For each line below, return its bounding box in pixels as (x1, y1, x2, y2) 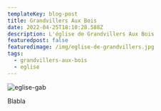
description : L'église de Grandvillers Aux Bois (7, 30, 155, 38)
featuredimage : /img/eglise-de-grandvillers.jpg (7, 43, 155, 51)
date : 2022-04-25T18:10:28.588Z (7, 23, 103, 31)
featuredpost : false (7, 37, 69, 44)
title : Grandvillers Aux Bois (7, 17, 98, 24)
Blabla (7, 97, 26, 105)
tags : (7, 51, 24, 58)
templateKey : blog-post (7, 10, 78, 18)
